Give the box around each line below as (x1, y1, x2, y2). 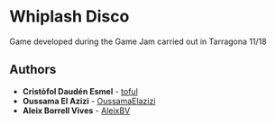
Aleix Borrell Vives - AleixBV (22, 105, 131, 116)
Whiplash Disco (9, 6, 130, 27)
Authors (9, 62, 57, 77)
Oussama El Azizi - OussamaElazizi (22, 95, 156, 106)
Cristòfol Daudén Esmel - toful (22, 85, 138, 96)
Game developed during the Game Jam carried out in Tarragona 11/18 (9, 36, 268, 47)
